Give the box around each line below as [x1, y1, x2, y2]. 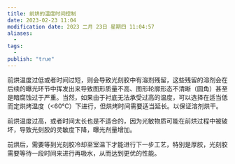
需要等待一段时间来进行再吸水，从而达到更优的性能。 [7, 149, 161, 157]
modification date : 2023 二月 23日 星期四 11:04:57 [7, 23, 155, 30]
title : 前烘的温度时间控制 [7, 10, 77, 17]
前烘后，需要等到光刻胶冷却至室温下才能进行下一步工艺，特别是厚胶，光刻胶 [7, 140, 228, 149]
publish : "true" [7, 56, 55, 63]
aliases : [7, 29, 33, 37]
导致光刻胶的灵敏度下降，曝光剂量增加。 [19, 125, 136, 133]
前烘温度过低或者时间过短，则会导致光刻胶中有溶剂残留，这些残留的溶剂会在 [7, 75, 228, 84]
